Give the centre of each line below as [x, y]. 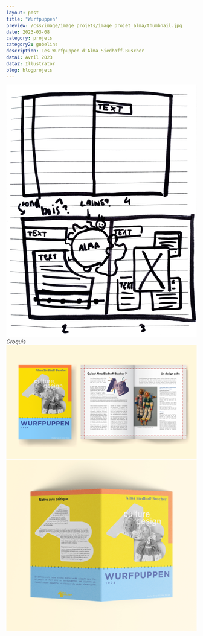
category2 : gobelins [32, 45]
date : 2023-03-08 [28, 32]
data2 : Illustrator [31, 63]
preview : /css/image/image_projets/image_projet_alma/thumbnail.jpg [94, 25]
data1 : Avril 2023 [29, 57]
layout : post [23, 13]
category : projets [29, 38]
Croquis [16, 342]
